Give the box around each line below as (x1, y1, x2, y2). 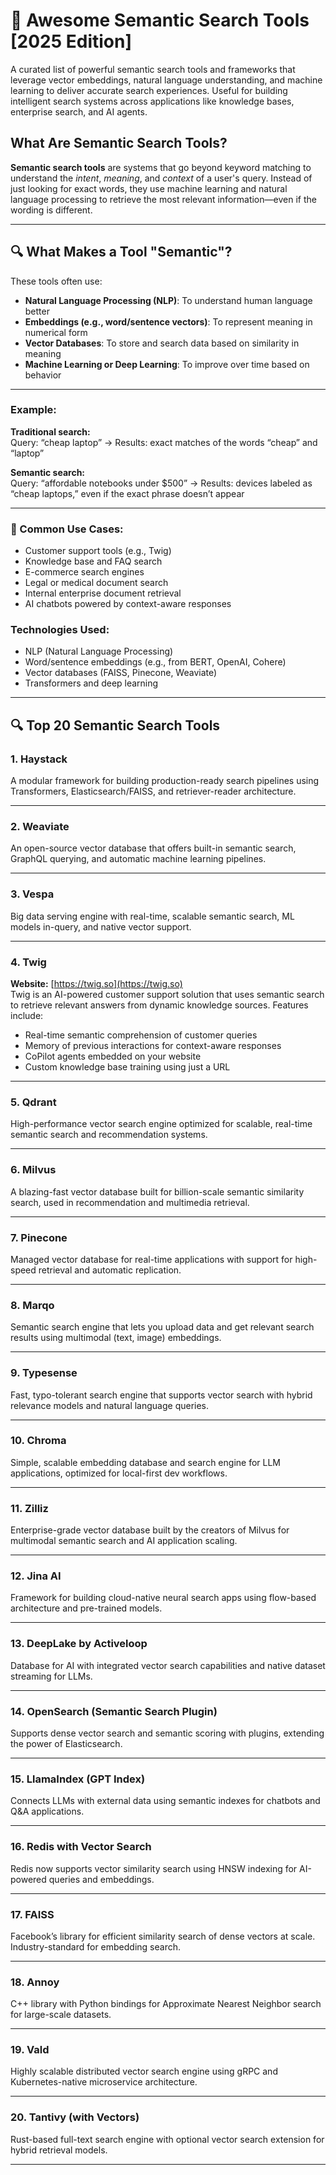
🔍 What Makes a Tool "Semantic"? (10, 244, 233, 261)
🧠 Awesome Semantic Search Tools (10, 9, 310, 32)
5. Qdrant (10, 1095, 57, 1109)
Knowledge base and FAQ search (24, 555, 163, 568)
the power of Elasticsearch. (10, 1738, 123, 1749)
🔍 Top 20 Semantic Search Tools (10, 717, 221, 734)
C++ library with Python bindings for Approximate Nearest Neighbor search (10, 1998, 322, 2010)
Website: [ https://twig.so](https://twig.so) (10, 978, 183, 990)
